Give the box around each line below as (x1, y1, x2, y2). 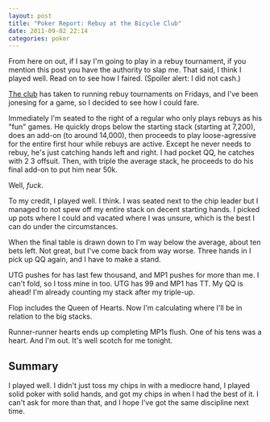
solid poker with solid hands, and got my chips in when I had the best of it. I (8, 389, 260, 399)
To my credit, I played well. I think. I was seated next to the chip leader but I (8, 196, 259, 206)
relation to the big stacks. (8, 311, 93, 321)
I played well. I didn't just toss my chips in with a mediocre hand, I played (8, 381, 251, 391)
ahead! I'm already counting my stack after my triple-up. (8, 287, 196, 297)
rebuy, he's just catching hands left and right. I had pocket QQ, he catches (8, 148, 255, 157)
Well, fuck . (8, 181, 44, 190)
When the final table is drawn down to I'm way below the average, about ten (8, 237, 261, 247)
